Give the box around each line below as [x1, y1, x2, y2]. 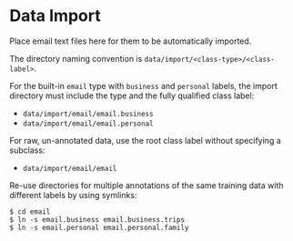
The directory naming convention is [9, 53, 143, 64]
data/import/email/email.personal [22, 119, 154, 128]
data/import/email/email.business [22, 109, 154, 118]
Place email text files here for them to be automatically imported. [9, 35, 252, 46]
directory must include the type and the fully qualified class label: [9, 90, 255, 101]
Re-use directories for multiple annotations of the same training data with [9, 179, 284, 191]
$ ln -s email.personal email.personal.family [9, 223, 189, 232]
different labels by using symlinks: [9, 189, 137, 200]
